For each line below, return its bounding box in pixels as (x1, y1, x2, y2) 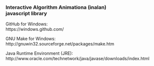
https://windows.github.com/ (5, 26, 64, 32)
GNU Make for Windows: (5, 36, 56, 42)
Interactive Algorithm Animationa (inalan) (5, 4, 107, 11)
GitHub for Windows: (5, 21, 48, 27)
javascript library (5, 10, 47, 17)
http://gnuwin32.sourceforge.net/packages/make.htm (5, 41, 115, 47)
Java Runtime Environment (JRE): (5, 50, 73, 56)
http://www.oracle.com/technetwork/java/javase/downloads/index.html (5, 56, 150, 62)
